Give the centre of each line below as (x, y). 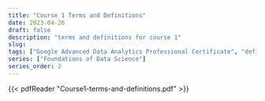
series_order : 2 (35, 67)
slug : (17, 45)
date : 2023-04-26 (37, 23)
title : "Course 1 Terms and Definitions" (77, 15)
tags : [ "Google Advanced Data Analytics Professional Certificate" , (123, 52)
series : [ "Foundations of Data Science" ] (77, 60)
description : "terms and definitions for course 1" (95, 37)
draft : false (30, 30)
